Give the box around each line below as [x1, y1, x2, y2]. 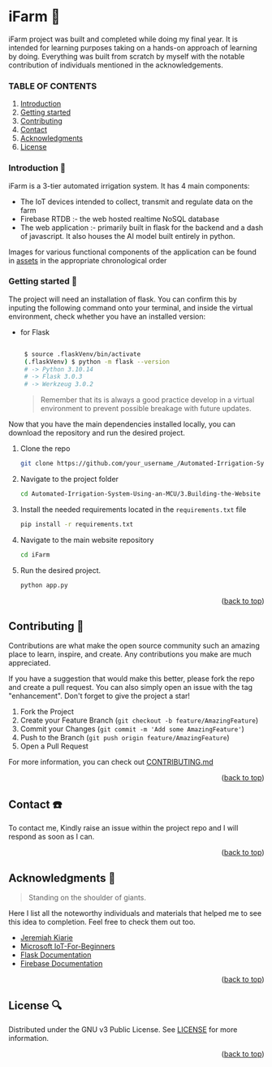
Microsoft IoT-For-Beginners [19, 942, 115, 952]
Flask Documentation [19, 950, 92, 960]
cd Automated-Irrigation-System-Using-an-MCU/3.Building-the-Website [19, 490, 261, 498]
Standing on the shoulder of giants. [28, 893, 147, 903]
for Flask [19, 327, 50, 336]
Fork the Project [19, 707, 75, 717]
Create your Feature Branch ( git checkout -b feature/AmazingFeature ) [19, 715, 259, 726]
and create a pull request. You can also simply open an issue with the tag [8, 683, 253, 692]
